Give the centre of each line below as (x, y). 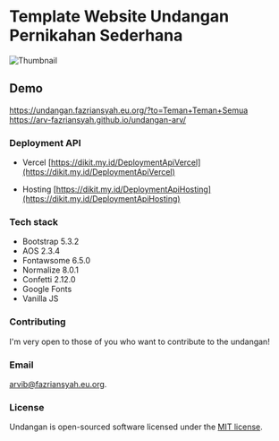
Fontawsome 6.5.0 (56, 261)
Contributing (38, 322)
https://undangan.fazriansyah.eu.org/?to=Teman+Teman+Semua (129, 110)
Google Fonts (47, 290)
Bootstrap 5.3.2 (51, 242)
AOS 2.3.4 (41, 251)
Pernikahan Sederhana (96, 35)
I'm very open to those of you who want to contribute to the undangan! (139, 342)
